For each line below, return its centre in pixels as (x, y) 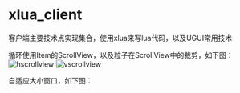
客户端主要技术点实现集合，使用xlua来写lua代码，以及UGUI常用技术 (120, 38)
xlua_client (45, 15)
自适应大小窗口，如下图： (51, 80)
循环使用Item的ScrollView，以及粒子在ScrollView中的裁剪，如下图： (121, 55)
